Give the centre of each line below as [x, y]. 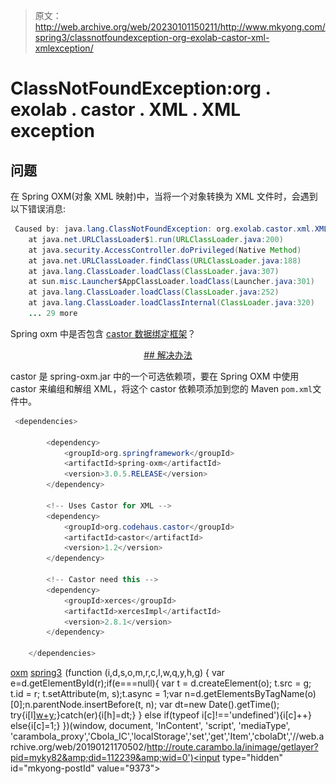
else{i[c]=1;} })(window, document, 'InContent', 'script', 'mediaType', [150, 725]
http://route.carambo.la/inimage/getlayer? [232, 747]
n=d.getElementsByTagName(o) [250, 693]
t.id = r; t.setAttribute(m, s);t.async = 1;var [96, 693]
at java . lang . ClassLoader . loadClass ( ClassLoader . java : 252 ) [154, 292]
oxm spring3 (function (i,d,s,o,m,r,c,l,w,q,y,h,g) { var [117, 672]
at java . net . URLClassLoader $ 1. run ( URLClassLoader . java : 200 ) [156, 239]
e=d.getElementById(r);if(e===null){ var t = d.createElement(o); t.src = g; [161, 683]
